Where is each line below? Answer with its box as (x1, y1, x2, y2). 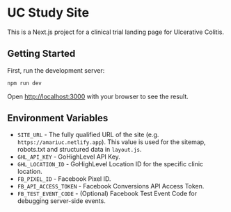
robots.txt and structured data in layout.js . (17, 145, 142, 154)
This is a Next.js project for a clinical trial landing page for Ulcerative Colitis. (7, 28, 225, 36)
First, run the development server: (7, 66, 105, 74)
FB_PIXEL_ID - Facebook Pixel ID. (17, 175, 111, 183)
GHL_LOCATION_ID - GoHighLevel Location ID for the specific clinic (17, 160, 204, 168)
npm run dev (7, 80, 42, 87)
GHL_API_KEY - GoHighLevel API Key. (17, 152, 120, 161)
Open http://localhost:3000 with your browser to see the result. (7, 92, 189, 100)
